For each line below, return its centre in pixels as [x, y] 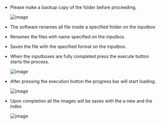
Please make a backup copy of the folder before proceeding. [73, 7]
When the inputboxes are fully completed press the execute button [79, 56]
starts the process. [30, 62]
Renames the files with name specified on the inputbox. [68, 37]
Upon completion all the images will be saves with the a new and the [81, 101]
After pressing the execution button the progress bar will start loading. [83, 81]
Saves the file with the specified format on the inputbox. [68, 47]
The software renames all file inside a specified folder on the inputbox [83, 27]
